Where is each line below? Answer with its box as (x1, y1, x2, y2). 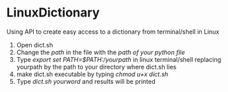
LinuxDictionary (6, 5, 101, 21)
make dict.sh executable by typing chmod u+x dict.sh (16, 70, 169, 78)
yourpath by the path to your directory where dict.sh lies (16, 62, 177, 71)
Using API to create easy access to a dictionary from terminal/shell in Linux (6, 27, 220, 36)
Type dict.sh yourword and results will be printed (16, 77, 156, 85)
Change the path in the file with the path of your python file (16, 48, 185, 56)
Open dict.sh (16, 41, 53, 49)
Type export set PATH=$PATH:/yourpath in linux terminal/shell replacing (16, 55, 222, 63)
